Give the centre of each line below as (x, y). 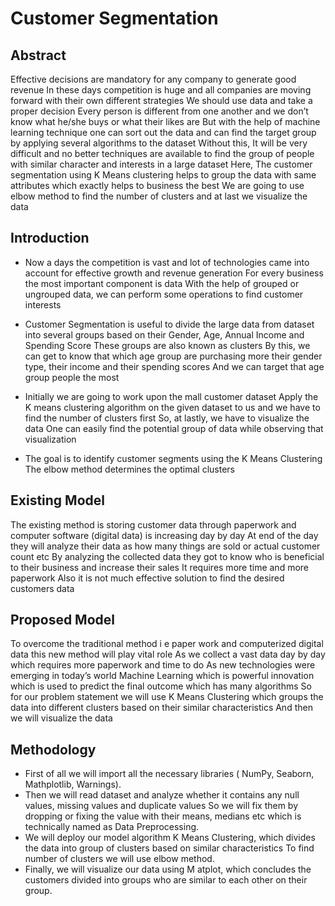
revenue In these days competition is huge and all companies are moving (161, 90)
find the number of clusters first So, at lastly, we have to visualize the (167, 418)
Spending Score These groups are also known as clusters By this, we (167, 345)
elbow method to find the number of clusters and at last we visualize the (159, 196)
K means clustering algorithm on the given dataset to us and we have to (172, 407)
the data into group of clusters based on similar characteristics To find (169, 848)
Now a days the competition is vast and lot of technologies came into (167, 262)
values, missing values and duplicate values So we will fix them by (161, 806)
